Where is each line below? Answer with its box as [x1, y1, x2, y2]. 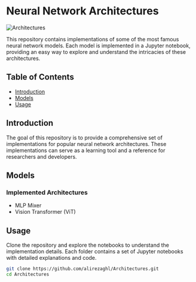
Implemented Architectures [6, 188, 88, 196]
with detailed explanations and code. [6, 254, 97, 262]
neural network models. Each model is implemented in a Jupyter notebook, [6, 42, 191, 49]
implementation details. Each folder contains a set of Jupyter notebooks [6, 248, 183, 255]
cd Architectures [6, 271, 50, 277]
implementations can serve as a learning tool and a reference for [6, 147, 166, 154]
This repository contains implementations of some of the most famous [6, 35, 179, 43]
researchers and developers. [6, 153, 77, 160]
